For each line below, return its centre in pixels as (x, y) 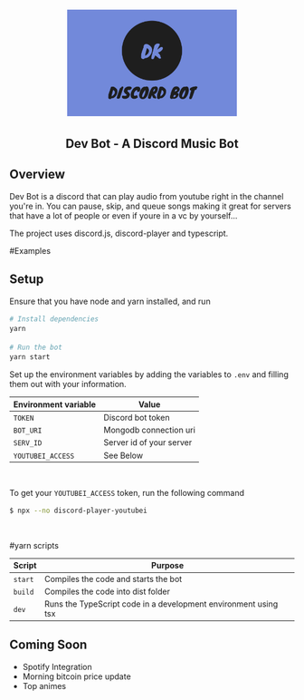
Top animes (44, 685)
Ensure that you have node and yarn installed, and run (110, 301)
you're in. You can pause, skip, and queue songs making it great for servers (150, 206)
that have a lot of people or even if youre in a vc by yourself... (123, 215)
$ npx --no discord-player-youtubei (78, 511)
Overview (38, 175)
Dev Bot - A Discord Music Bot (152, 144)
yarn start (30, 357)
